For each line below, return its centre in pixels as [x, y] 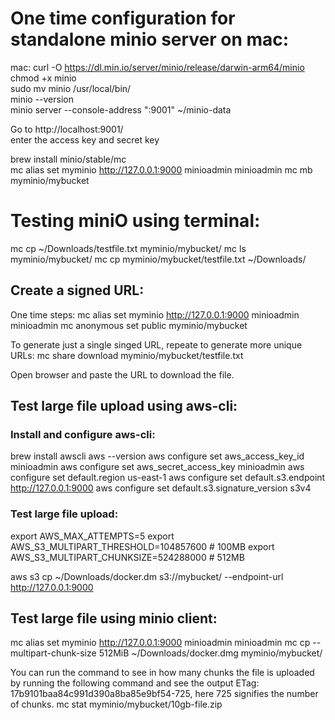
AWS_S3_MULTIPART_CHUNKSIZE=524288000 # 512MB [127, 557]
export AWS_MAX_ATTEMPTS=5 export [92, 536]
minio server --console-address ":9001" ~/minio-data [121, 109]
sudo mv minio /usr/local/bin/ [71, 88]
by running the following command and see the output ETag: [135, 683]
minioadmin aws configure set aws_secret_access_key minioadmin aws [157, 467]
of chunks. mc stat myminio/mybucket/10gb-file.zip [116, 704]
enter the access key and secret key [85, 139]
